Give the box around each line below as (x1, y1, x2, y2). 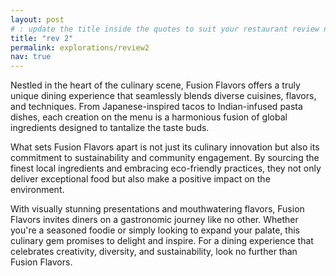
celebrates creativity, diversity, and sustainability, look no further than (10, 246, 298, 258)
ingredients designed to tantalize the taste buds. (10, 122, 210, 134)
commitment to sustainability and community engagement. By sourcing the (10, 152, 320, 164)
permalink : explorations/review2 (10, 42, 150, 53)
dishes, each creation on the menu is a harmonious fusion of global (10, 111, 288, 123)
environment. (10, 184, 65, 196)
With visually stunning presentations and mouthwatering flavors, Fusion (10, 203, 305, 215)
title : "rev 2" (10, 33, 74, 43)
